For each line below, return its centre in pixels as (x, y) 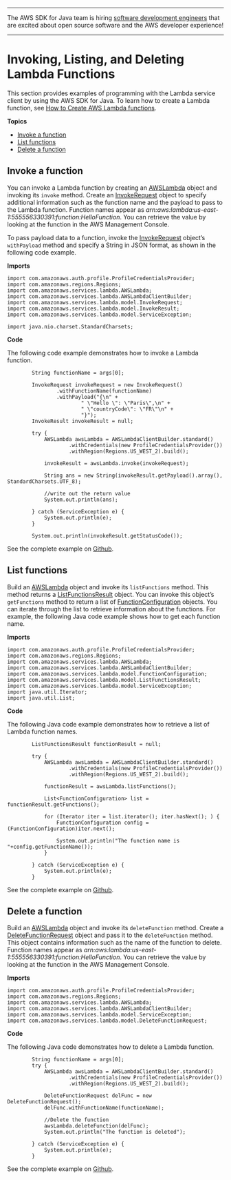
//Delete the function (76, 1120)
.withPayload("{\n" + (87, 397)
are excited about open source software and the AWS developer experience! (115, 25)
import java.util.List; (41, 698)
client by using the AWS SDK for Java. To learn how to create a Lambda (109, 100)
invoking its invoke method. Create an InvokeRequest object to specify (107, 195)
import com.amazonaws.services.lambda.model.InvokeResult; (93, 308)
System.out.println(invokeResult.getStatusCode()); (108, 535)
